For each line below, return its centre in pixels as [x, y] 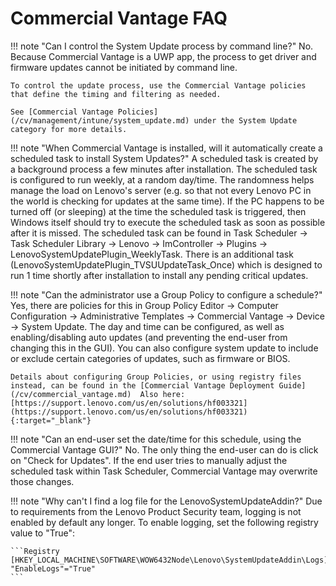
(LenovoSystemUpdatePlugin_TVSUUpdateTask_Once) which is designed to [166, 264]
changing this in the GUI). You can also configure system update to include [164, 348]
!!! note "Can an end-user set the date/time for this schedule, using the [156, 439]
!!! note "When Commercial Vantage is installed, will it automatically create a [166, 148]
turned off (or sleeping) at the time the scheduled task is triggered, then [158, 211]
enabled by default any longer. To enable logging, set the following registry [164, 522]
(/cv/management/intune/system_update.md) [100, 120]
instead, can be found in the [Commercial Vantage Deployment [142, 385]
